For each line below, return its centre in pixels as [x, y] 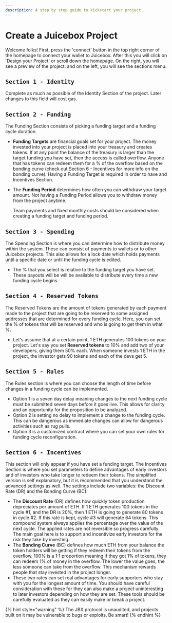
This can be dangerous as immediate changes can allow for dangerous [88, 420]
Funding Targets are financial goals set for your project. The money [84, 141]
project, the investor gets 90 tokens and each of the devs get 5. [80, 356]
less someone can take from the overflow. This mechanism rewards [84, 567]
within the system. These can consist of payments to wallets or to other [81, 249]
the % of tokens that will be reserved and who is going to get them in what [84, 324]
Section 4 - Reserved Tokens [52, 296]
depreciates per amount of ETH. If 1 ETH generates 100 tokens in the [85, 507]
